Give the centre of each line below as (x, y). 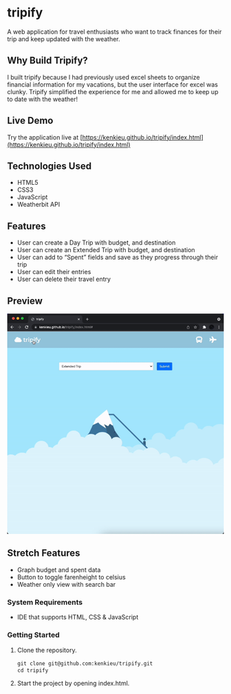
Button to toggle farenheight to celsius (71, 577)
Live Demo (30, 121)
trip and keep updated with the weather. (64, 38)
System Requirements (45, 602)
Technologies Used (49, 166)
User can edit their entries (54, 272)
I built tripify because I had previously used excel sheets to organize (104, 77)
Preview (25, 301)
